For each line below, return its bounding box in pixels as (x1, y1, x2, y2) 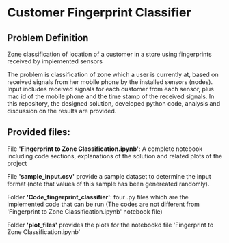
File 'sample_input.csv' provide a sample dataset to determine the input (7, 172, 212, 180)
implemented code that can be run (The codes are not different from (7, 200, 200, 208)
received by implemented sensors (7, 57, 103, 66)
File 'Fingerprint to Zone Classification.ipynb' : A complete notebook (7, 145, 203, 153)
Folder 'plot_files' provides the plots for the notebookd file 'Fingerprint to (7, 220, 214, 229)
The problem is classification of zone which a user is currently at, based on (7, 70, 219, 78)
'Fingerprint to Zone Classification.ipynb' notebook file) (7, 207, 163, 216)
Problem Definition (7, 32, 89, 44)
